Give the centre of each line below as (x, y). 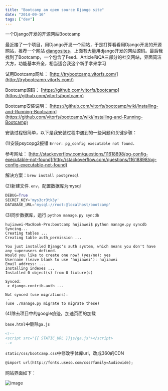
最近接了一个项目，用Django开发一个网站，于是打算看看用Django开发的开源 (83, 45)
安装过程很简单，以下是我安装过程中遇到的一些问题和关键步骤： (71, 133)
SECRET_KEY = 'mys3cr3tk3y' (32, 200)
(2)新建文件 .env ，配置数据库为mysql (43, 186)
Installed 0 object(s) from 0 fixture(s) (49, 273)
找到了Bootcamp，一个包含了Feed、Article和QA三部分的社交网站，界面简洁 (83, 57)
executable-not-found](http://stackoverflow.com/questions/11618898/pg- (81, 160)
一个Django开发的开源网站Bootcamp (43, 34)
